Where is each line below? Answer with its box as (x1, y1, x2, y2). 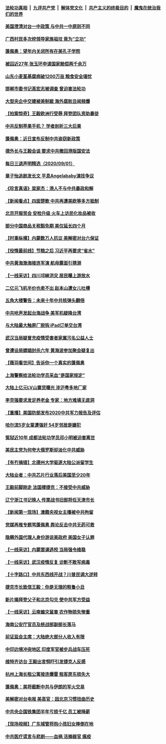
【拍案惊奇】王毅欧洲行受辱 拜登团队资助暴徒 (5, 111, 99, 117)
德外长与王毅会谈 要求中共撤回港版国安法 (5, 148, 91, 154)
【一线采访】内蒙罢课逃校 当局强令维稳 (5, 547, 86, 553)
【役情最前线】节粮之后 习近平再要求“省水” (5, 247, 95, 254)
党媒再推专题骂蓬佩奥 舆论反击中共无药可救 (5, 522, 95, 528)
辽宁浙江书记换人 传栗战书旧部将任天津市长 (5, 496, 95, 503)
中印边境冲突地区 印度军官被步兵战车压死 (5, 646, 91, 652)
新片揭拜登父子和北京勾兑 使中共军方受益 (5, 597, 91, 603)
